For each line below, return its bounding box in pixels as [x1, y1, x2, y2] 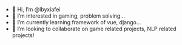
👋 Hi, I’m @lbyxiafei [12, 6, 61, 13]
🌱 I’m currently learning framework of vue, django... [12, 19, 141, 26]
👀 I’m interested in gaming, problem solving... [12, 12, 126, 19]
